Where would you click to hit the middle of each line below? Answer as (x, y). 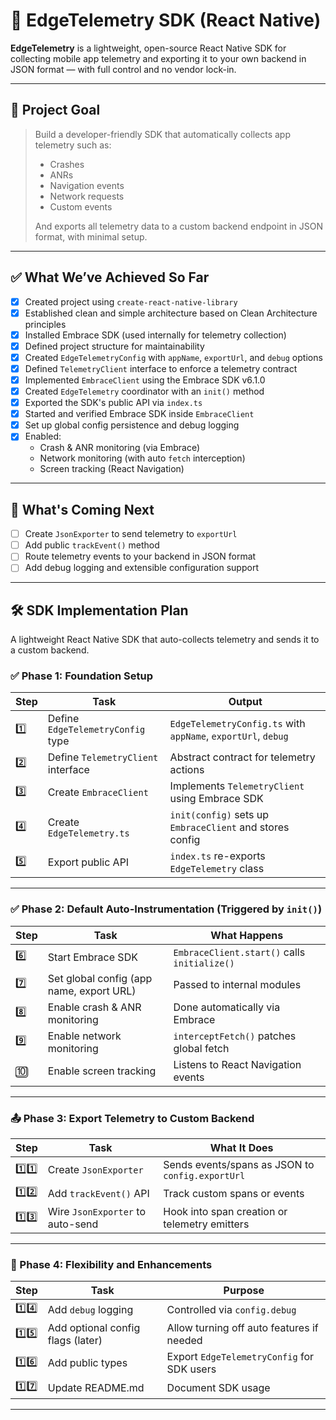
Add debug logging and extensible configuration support (141, 568)
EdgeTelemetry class (217, 869)
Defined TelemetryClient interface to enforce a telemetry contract (161, 368)
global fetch (201, 1048)
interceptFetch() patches (235, 1036)
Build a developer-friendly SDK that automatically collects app (162, 134)
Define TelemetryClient (103, 757)
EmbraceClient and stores (229, 827)
